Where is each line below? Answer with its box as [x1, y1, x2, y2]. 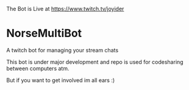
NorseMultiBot [6, 27, 82, 40]
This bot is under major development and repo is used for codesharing [6, 58, 184, 66]
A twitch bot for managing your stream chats [6, 46, 119, 54]
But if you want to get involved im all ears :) [6, 76, 115, 84]
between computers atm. [6, 64, 70, 72]
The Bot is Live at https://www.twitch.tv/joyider [6, 5, 124, 12]
